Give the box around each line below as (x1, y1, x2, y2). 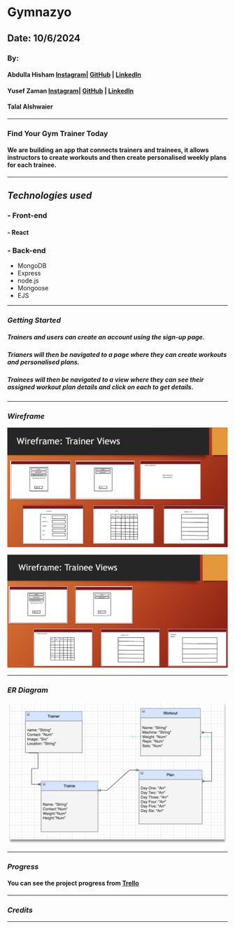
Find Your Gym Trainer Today (7, 128, 108, 138)
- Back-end (7, 245, 46, 255)
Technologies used (7, 190, 92, 202)
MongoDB (17, 262, 47, 270)
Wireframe (7, 411, 45, 421)
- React (7, 228, 29, 236)
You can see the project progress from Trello (7, 879, 140, 888)
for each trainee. (7, 161, 57, 169)
